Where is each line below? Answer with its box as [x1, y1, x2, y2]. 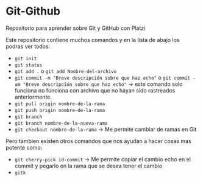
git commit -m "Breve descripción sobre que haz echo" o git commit [14, 74, 190, 81]
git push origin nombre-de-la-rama [14, 107, 105, 113]
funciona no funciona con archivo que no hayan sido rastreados [14, 86, 176, 94]
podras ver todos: [5, 43, 51, 50]
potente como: [5, 144, 43, 151]
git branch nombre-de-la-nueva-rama [14, 120, 108, 126]
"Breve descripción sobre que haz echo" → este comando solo [23, 80, 183, 88]
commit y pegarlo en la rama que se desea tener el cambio [14, 162, 163, 169]
